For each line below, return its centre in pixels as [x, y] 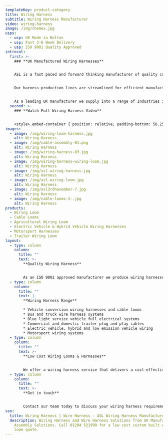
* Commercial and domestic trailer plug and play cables [83, 324]
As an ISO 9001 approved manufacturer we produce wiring [83, 277]
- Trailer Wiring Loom [33, 236]
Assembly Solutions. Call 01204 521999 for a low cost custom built [87, 425]
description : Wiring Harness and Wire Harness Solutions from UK [79, 420]
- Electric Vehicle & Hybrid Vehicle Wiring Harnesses [68, 227]
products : [15, 208]
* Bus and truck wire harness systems [63, 314]
